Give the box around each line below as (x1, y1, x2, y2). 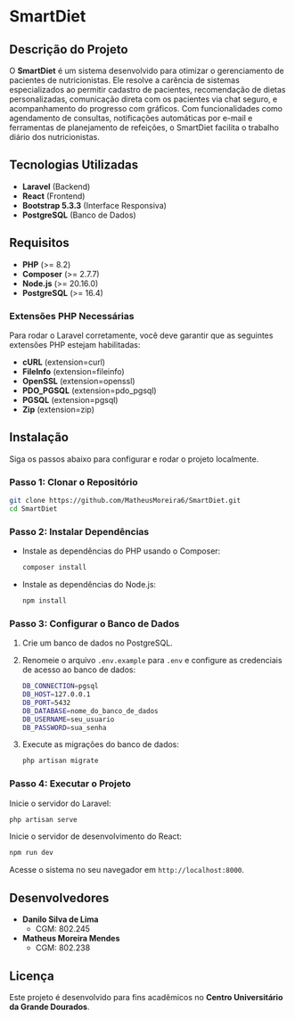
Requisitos (9, 235, 70, 251)
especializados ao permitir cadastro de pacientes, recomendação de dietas (9, 85, 287, 95)
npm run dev (9, 849, 53, 858)
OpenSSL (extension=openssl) (21, 375, 135, 386)
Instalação (9, 430, 70, 445)
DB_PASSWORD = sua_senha (21, 723, 107, 732)
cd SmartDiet (9, 504, 58, 514)
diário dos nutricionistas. (9, 132, 100, 142)
